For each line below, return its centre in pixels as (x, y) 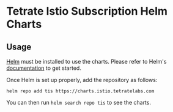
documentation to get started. (44, 68)
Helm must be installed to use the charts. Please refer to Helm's (86, 62)
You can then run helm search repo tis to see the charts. (79, 103)
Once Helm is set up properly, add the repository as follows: (82, 80)
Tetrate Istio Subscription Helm (87, 11)
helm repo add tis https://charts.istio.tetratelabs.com (80, 91)
